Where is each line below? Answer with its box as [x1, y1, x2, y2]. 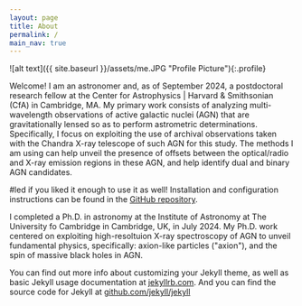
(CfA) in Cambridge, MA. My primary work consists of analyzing [9, 100, 249, 111]
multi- [250, 100, 272, 111]
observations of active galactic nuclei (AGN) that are [54, 109, 250, 120]
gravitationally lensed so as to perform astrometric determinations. [9, 119, 258, 130]
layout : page [9, 13, 59, 23]
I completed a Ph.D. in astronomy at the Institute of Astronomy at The [9, 211, 267, 222]
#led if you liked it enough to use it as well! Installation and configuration [9, 184, 278, 195]
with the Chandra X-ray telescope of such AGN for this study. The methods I [9, 138, 294, 149]
